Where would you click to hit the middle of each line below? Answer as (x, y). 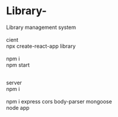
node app (18, 108)
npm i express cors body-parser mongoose (59, 101)
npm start (18, 65)
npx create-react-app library (41, 46)
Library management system (41, 27)
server (14, 82)
